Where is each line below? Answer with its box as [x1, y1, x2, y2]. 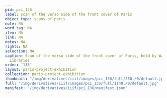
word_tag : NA [5, 26, 32, 31]
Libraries [9, 58, 30, 63]
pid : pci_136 [5, 7, 32, 12]
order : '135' [5, 62, 32, 67]
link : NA [5, 35, 23, 40]
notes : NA [5, 40, 26, 45]
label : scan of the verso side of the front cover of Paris [5, 12, 133, 17]
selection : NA [5, 49, 35, 53]
